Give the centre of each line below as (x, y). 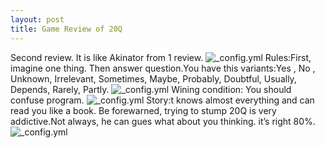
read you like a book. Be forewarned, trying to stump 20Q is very (143, 110)
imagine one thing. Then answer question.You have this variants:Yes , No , (163, 68)
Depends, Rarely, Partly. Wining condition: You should (151, 89)
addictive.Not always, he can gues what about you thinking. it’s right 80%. (163, 121)
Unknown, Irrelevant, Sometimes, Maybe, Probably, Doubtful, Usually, (153, 78)
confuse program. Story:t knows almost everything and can (162, 100)
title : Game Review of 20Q (66, 29)
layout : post (37, 19)
